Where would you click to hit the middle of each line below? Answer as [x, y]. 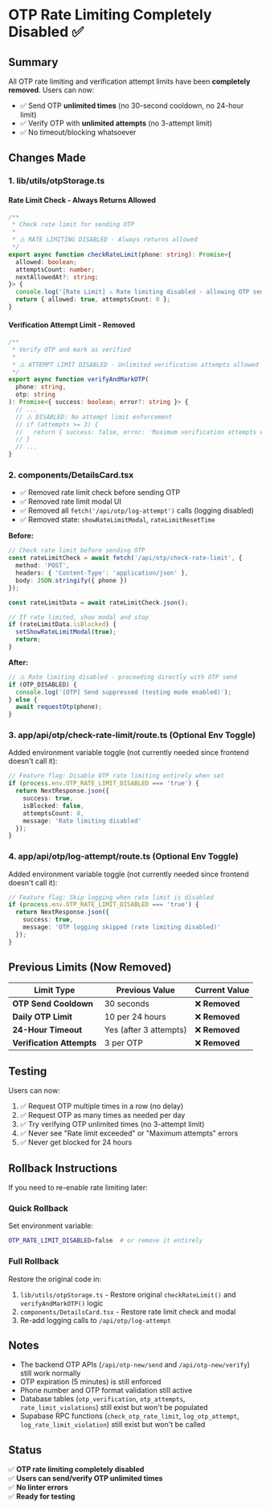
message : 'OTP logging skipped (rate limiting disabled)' [122, 927]
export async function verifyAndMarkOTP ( [79, 380]
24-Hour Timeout [47, 1029]
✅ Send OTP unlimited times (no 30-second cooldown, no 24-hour [132, 105]
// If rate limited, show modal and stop [79, 617]
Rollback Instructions [63, 1168]
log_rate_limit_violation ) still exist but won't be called [112, 1424]
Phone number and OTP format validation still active [106, 1391]
